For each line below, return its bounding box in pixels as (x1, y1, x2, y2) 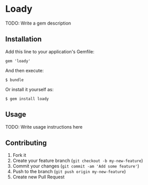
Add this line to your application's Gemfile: (5, 48, 94, 54)
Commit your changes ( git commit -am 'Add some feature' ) (12, 163, 139, 169)
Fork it (12, 152, 27, 158)
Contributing (5, 138, 47, 147)
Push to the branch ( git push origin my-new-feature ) (12, 169, 126, 175)
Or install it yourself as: (5, 86, 54, 92)
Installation (5, 35, 42, 44)
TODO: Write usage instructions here (5, 124, 83, 130)
